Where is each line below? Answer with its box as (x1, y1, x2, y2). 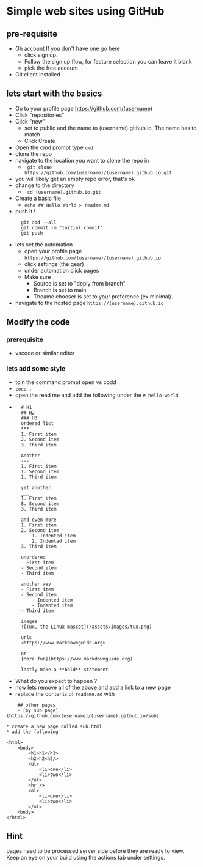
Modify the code (6, 317, 70, 328)
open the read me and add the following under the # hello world (15, 391, 179, 399)
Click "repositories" (15, 111, 65, 119)
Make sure (24, 273, 51, 281)
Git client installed (15, 71, 60, 78)
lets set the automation (15, 240, 73, 248)
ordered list (21, 420, 54, 426)
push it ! (15, 207, 36, 215)
